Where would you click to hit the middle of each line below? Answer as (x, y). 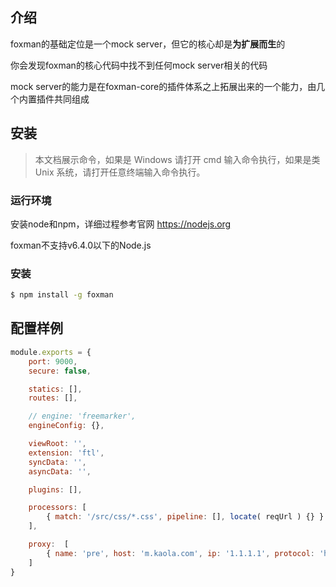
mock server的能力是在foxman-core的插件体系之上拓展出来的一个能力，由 (163, 86)
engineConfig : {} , (66, 426)
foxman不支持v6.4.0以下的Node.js (81, 245)
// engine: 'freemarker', (82, 416)
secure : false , (60, 371)
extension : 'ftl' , (66, 453)
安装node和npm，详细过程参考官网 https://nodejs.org (121, 224)
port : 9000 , (53, 361)
